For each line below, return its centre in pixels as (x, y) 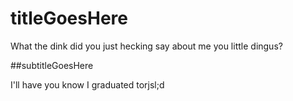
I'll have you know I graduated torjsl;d (87, 84)
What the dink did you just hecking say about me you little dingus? (146, 46)
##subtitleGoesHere (52, 65)
